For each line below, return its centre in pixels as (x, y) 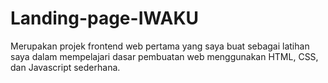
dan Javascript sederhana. (65, 67)
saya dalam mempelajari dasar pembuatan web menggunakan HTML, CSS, (164, 56)
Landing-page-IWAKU (105, 18)
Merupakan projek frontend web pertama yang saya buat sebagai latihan (160, 46)
